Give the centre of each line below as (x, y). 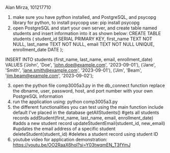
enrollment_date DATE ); (38, 50)
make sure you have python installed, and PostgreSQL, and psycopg (84, 17)
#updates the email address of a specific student (64, 129)
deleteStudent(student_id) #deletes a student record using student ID (86, 134)
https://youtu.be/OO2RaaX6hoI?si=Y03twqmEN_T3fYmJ (72, 145)
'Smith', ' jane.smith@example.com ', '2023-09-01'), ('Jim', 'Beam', (74, 70)
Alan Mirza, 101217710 (28, 7)
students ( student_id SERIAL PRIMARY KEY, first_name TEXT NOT (82, 39)
